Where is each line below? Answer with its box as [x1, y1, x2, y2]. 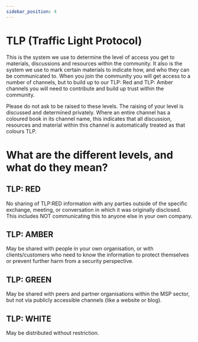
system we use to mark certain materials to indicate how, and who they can [6, 66, 190, 73]
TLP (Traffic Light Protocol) [6, 34, 142, 47]
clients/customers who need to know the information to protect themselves [6, 251, 189, 258]
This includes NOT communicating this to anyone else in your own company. [6, 212, 193, 219]
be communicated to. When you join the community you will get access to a [6, 72, 191, 80]
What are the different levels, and [6, 148, 173, 162]
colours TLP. [6, 127, 37, 134]
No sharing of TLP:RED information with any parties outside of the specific [6, 200, 187, 207]
